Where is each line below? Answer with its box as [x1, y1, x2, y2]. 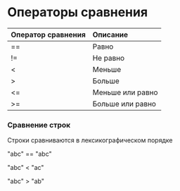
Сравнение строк [7, 120, 71, 130]
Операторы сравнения [7, 4, 148, 20]
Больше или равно [92, 99, 157, 109]
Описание [92, 30, 129, 39]
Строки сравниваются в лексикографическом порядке [7, 136, 173, 144]
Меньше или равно [92, 87, 158, 97]
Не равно [92, 53, 125, 63]
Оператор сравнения [11, 30, 86, 39]
